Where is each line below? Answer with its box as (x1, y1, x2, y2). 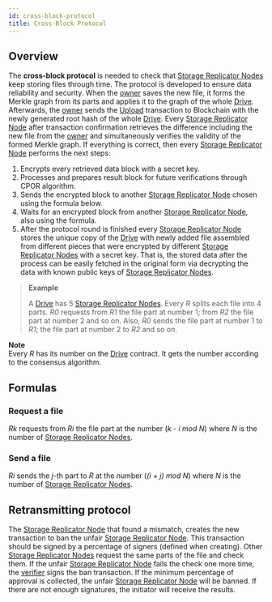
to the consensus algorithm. (8, 357, 102, 367)
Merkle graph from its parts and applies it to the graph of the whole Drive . (8, 96, 254, 106)
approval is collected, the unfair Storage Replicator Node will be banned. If (8, 576, 257, 586)
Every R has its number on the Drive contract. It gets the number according (8, 349, 259, 359)
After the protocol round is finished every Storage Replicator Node (19, 224, 241, 234)
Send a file (8, 452, 51, 463)
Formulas (8, 381, 57, 395)
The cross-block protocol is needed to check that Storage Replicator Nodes (8, 70, 264, 81)
